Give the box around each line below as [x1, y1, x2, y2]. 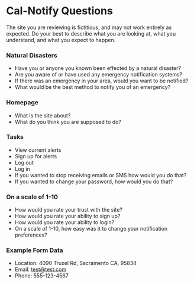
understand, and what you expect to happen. [6, 36, 116, 43]
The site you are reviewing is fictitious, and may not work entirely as [6, 24, 172, 31]
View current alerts [14, 146, 62, 154]
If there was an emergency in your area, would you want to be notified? [14, 77, 189, 84]
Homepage [6, 98, 38, 107]
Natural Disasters [6, 51, 57, 59]
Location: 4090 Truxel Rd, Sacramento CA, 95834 [14, 260, 137, 267]
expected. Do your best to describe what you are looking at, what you [6, 30, 176, 37]
